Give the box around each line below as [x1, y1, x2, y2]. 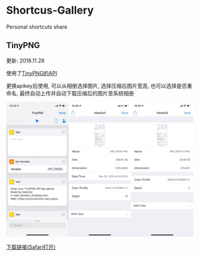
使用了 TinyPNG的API [6, 69, 58, 77]
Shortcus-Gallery [6, 4, 94, 17]
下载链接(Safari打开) [6, 244, 56, 251]
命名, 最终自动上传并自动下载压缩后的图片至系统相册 [6, 90, 134, 97]
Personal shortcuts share [6, 23, 68, 30]
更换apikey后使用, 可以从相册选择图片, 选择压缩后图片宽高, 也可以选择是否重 [6, 82, 192, 89]
